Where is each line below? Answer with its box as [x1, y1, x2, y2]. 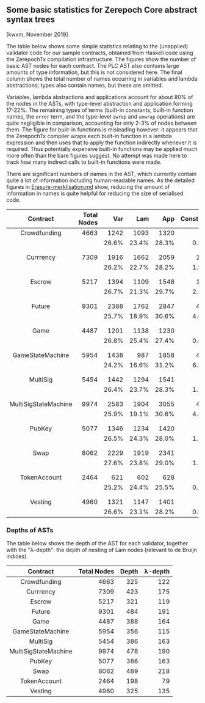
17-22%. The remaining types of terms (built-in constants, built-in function [6, 106, 193, 114]
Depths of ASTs [6, 526, 54, 534]
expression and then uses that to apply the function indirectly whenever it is [6, 139, 197, 146]
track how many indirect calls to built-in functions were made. [6, 158, 162, 166]
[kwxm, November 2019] [6, 31, 68, 38]
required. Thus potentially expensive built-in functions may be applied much [6, 145, 198, 152]
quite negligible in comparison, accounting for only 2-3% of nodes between [6, 119, 197, 127]
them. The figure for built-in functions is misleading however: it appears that [6, 125, 198, 133]
